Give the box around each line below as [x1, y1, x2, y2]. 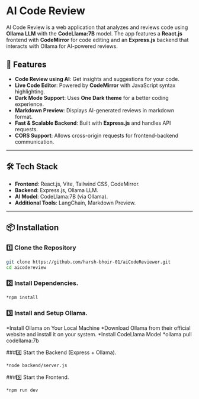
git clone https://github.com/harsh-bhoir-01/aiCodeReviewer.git [6, 259, 171, 265]
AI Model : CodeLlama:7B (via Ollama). [14, 193, 108, 200]
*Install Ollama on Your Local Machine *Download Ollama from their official [6, 325, 191, 332]
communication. [14, 138, 54, 145]
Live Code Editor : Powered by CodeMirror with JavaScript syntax [14, 82, 176, 89]
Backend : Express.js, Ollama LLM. [14, 186, 99, 193]
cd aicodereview [6, 265, 46, 271]
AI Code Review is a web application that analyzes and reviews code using [6, 24, 188, 31]
